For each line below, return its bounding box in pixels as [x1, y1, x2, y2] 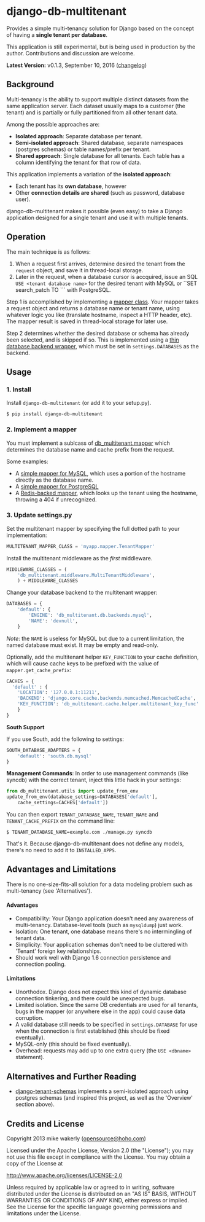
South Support [6, 723, 45, 730]
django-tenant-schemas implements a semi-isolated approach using [15, 1087, 189, 1095]
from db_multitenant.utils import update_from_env [6, 788, 139, 794]
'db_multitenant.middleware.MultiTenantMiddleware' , [17, 572, 155, 578]
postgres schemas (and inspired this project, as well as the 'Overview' [15, 1094, 193, 1102]
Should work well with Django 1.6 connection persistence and [15, 954, 171, 962]
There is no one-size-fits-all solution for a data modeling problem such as [6, 880, 193, 888]
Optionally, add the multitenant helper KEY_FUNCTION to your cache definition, [6, 653, 199, 660]
